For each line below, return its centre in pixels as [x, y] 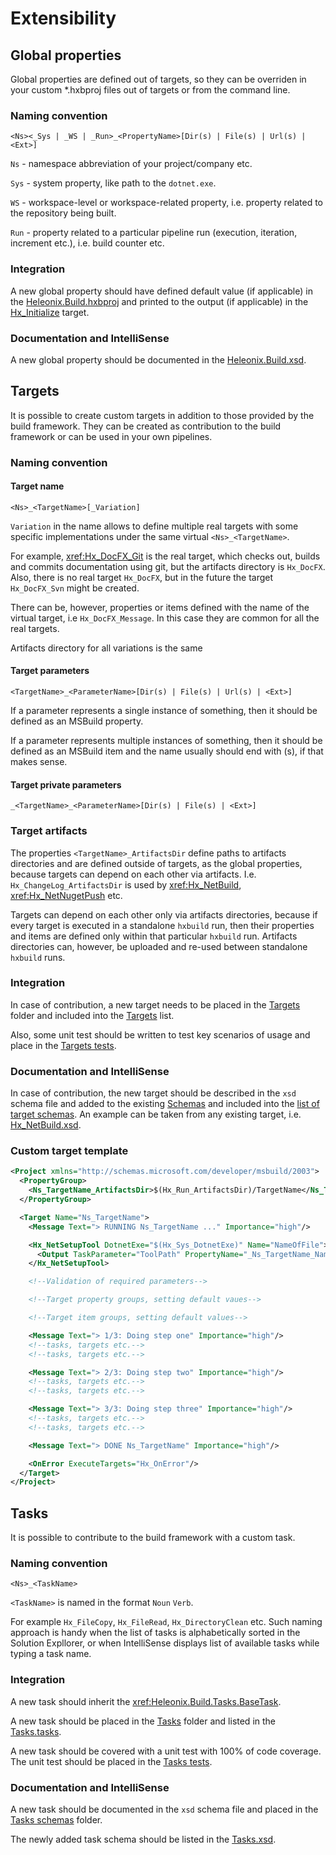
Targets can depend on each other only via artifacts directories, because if [164, 914]
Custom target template [69, 1151]
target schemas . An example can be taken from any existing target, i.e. [156, 1114]
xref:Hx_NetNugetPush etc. [66, 895]
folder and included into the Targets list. [92, 1015]
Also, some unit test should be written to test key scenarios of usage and [160, 1034]
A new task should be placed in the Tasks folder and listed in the [143, 1721]
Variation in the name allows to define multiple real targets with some [154, 526]
